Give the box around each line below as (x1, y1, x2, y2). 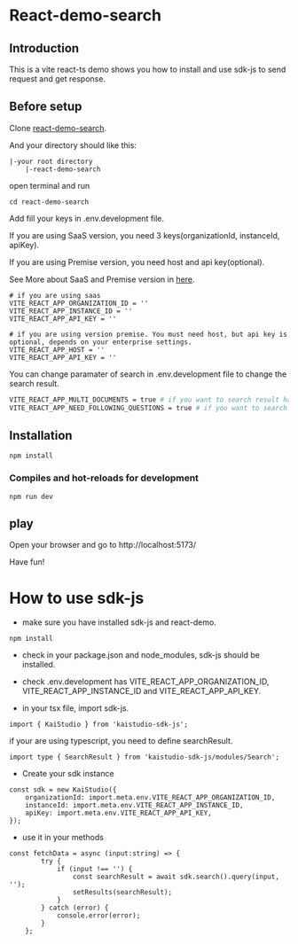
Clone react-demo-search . (9, 122, 107, 133)
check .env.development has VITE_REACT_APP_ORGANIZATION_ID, (21, 676, 270, 687)
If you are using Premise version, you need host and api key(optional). (9, 256, 265, 267)
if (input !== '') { (56, 865, 133, 874)
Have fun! (9, 557, 45, 567)
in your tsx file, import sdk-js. (21, 703, 129, 714)
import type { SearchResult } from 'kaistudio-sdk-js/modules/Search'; (9, 753, 279, 762)
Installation (9, 427, 73, 443)
